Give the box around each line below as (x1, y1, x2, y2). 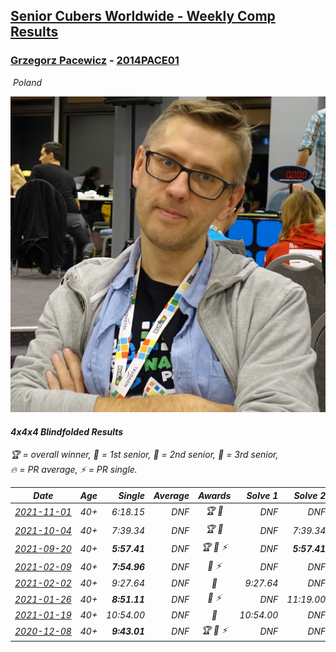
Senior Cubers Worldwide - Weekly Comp (10, 8, 276, 25)
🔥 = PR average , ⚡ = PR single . (10, 464, 138, 476)
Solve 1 (246, 489, 279, 501)
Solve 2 (293, 489, 327, 501)
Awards (198, 489, 232, 501)
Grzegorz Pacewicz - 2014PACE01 (10, 54, 180, 68)
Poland (12, 76, 43, 88)
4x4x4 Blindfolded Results (10, 425, 124, 438)
